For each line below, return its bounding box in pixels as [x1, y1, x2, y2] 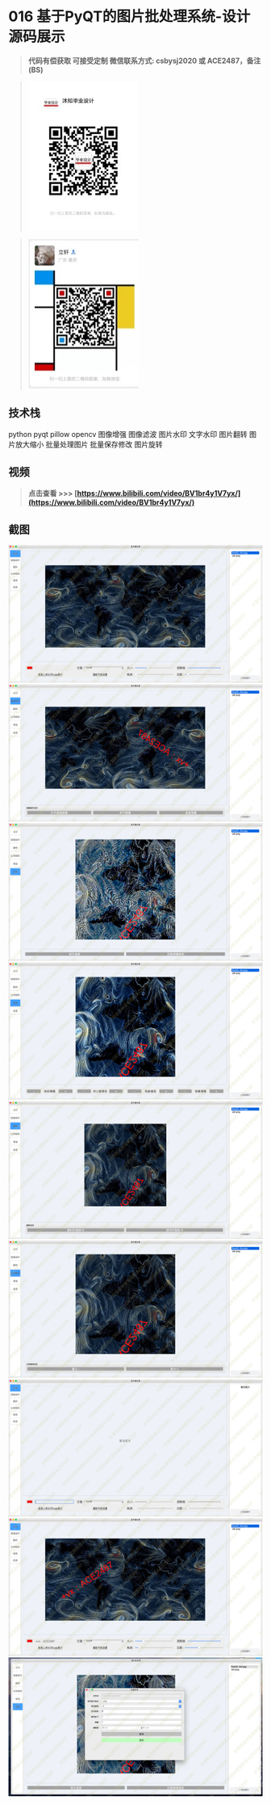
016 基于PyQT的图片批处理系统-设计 [8, 7, 251, 26]
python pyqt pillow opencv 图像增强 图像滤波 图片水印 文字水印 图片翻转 [8, 429, 248, 439]
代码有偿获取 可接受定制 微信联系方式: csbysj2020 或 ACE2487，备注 [27, 56, 261, 65]
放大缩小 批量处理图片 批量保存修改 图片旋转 [15, 439, 163, 449]
